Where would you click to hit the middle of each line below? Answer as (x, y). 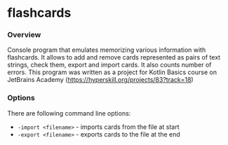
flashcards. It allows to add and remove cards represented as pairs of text (114, 57)
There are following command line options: (69, 113)
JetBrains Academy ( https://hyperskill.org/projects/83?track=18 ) (101, 80)
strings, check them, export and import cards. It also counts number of (109, 65)
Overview (24, 35)
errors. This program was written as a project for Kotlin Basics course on (112, 72)
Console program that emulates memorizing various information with (107, 50)
